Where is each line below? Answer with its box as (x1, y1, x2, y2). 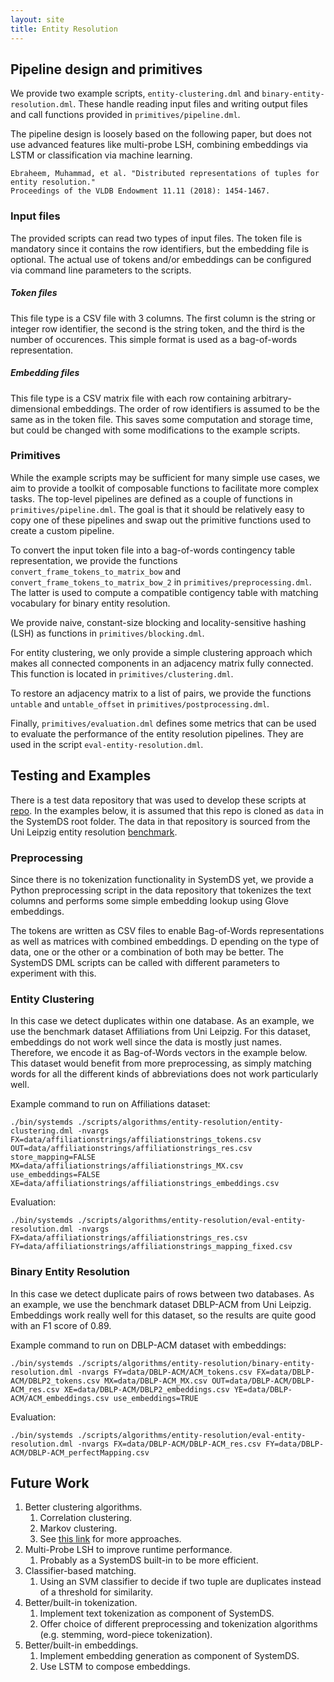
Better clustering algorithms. (24, 1501, 143, 1513)
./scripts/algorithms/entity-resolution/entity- (77, 1117, 284, 1128)
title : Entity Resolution (10, 24, 118, 34)
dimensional (10, 402, 61, 415)
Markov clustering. (39, 1522, 118, 1535)
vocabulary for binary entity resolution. (10, 597, 171, 609)
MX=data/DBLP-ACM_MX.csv (104, 1376, 208, 1386)
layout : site (10, 14, 65, 25)
